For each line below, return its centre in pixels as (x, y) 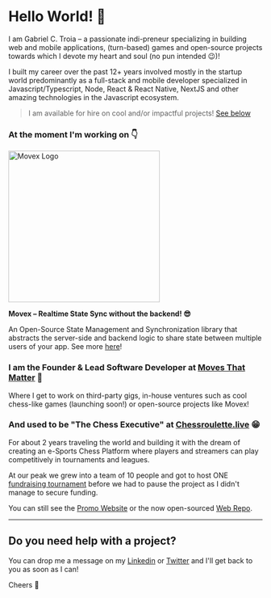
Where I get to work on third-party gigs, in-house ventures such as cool (128, 395)
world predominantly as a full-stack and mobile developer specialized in (128, 80)
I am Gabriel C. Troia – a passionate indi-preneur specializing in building (128, 39)
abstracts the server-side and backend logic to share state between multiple (135, 338)
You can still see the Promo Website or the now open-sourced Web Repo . (130, 507)
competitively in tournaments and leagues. (79, 459)
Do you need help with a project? (92, 541)
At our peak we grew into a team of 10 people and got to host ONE (118, 475)
